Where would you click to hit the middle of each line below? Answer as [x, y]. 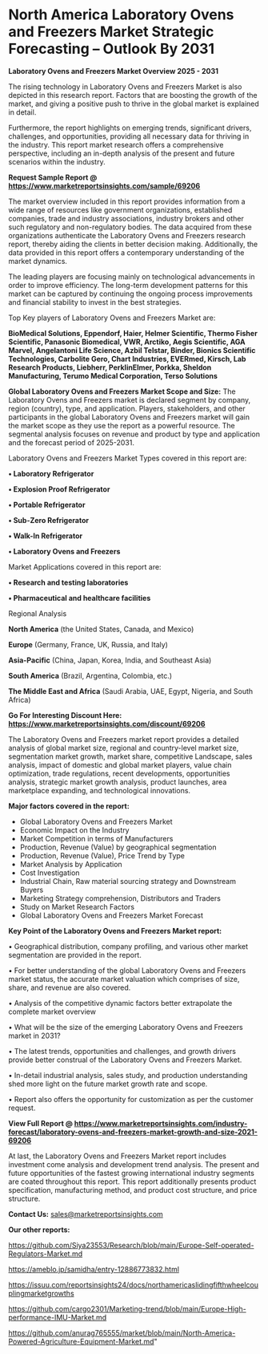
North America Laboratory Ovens [121, 15]
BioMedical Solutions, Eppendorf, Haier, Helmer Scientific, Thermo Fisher [133, 333]
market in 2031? [35, 1036]
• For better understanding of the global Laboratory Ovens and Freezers [127, 970]
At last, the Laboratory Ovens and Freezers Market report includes [117, 1156]
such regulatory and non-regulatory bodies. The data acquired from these [130, 227]
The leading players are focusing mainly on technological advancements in [132, 276]
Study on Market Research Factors [77, 906]
